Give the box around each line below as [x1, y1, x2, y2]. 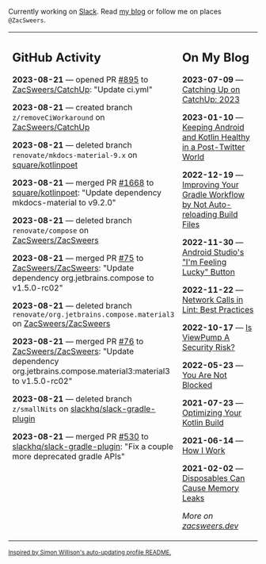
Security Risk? [181, 341, 236, 352]
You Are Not [181, 369, 227, 380]
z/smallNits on [12, 403, 69, 414]
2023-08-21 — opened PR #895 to [12, 74, 149, 85]
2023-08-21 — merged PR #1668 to [12, 177, 154, 188]
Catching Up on [181, 83, 241, 94]
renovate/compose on [12, 224, 89, 236]
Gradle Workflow [181, 189, 245, 200]
